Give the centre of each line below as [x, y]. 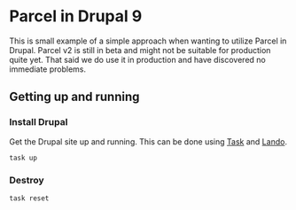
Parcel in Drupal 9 [76, 16]
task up [23, 158]
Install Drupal [39, 122]
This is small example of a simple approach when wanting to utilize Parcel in [148, 41]
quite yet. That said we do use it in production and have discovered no [137, 59]
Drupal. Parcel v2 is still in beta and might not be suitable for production [140, 50]
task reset [29, 198]
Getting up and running [74, 97]
